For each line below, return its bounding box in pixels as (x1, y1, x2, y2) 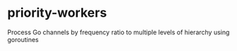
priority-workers (7, 5, 108, 21)
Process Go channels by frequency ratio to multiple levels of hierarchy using (7, 28, 230, 36)
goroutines (7, 35, 39, 43)
